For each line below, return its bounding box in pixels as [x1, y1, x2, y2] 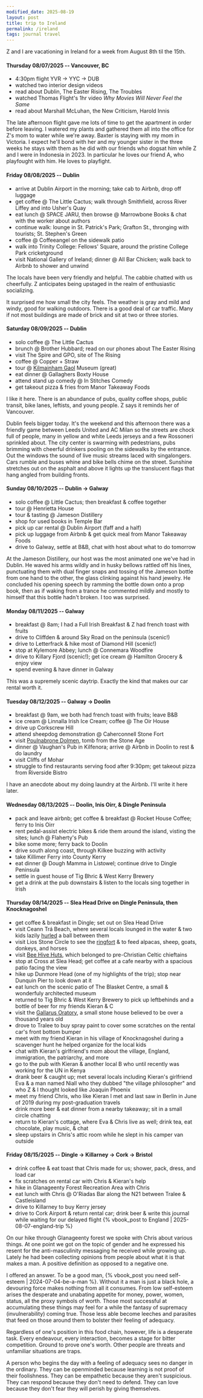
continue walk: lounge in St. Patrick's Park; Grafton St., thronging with [14, 223, 189, 230]
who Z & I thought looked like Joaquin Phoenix [14, 1086, 131, 1093]
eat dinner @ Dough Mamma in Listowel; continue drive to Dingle [14, 859, 177, 866]
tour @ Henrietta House [14, 504, 74, 512]
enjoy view [14, 660, 42, 667]
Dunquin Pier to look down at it [14, 977, 92, 984]
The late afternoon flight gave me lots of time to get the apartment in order [6, 119, 192, 126]
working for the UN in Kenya [14, 1067, 86, 1074]
